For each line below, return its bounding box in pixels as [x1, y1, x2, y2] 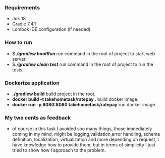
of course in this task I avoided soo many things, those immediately [12, 126, 152, 132]
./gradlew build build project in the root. [12, 91, 96, 97]
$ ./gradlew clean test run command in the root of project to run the [12, 61, 153, 67]
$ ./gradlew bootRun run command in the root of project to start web [12, 50, 155, 57]
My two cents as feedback [5, 114, 71, 121]
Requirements [5, 4, 40, 11]
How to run [5, 39, 32, 46]
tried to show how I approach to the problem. [12, 147, 106, 153]
